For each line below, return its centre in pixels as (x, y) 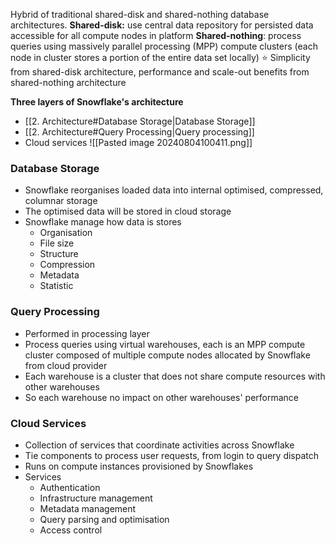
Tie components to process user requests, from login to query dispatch (172, 455)
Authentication (70, 487)
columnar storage (61, 201)
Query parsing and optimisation (104, 519)
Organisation (66, 233)
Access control (71, 530)
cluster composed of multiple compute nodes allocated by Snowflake (167, 355)
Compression (67, 265)
